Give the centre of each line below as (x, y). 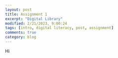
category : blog (21, 37)
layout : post (19, 10)
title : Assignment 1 (26, 14)
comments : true (21, 32)
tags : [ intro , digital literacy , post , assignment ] (59, 28)
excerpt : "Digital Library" (34, 19)
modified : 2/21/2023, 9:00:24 (36, 23)
